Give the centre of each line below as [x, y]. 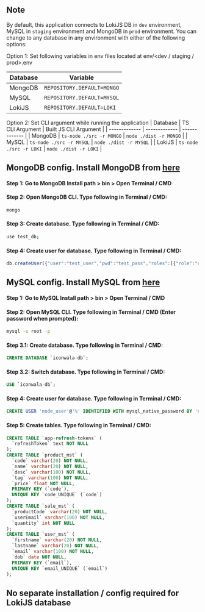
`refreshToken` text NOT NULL [50, 444]
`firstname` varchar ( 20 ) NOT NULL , [57, 540]
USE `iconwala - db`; [31, 385]
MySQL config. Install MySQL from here [83, 283]
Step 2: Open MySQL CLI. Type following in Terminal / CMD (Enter [91, 312]
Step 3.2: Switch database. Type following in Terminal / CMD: [86, 372]
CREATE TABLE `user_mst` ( [41, 535]
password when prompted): [42, 318]
